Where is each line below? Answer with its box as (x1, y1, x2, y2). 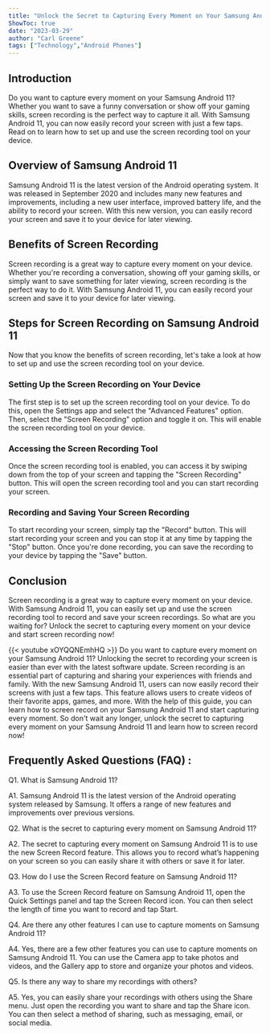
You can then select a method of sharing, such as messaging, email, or (8, 1009, 243, 1019)
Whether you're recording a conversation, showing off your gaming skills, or (8, 267, 260, 277)
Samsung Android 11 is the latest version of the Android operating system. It (8, 180, 259, 190)
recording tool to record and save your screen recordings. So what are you (8, 613, 256, 622)
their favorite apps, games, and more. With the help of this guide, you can (8, 696, 252, 706)
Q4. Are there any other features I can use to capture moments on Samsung (8, 920, 260, 929)
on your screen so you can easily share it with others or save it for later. (8, 856, 245, 865)
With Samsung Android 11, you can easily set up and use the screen (8, 604, 232, 613)
